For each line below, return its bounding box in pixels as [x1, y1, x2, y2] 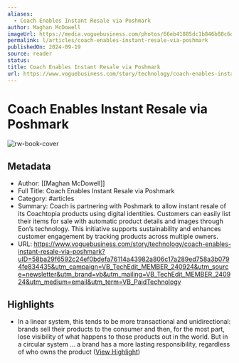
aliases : [7, 10, 33, 18]
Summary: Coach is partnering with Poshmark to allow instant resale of [17, 202, 226, 210]
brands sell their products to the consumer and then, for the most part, [17, 325, 225, 334]
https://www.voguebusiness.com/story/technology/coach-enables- [33, 240, 231, 248]
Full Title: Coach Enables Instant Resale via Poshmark [17, 187, 175, 195]
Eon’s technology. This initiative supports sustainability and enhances [17, 225, 222, 233]
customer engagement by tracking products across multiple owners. [17, 232, 218, 241]
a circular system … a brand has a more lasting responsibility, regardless [17, 340, 230, 349]
